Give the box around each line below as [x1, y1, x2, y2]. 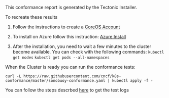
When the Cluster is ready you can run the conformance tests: [5, 64, 136, 70]
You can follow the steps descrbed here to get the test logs [5, 87, 129, 93]
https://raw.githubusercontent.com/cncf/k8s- [23, 74, 122, 79]
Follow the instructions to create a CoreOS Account [12, 24, 120, 30]
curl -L [5, 74, 22, 79]
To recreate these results [5, 14, 58, 20]
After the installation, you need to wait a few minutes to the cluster [12, 43, 151, 50]
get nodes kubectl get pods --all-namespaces [12, 55, 110, 60]
